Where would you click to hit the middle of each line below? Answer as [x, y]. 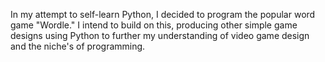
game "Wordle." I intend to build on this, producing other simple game [154, 25]
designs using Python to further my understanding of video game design [160, 35]
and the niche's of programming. [78, 46]
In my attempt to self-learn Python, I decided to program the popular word [163, 14]
